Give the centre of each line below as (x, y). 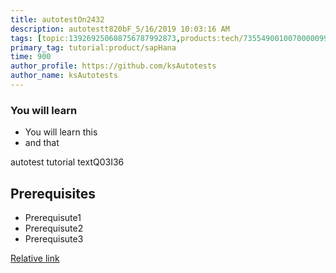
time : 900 (31, 57)
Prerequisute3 (54, 238)
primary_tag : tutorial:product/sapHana (93, 47)
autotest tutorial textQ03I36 (67, 162)
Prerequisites (53, 193)
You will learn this (61, 132)
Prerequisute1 (53, 217)
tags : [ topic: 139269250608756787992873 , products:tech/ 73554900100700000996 (171, 38)
